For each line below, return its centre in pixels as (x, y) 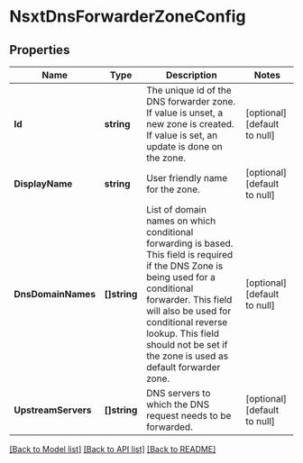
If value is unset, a (184, 113)
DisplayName (43, 184)
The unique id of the (188, 90)
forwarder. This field (189, 300)
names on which (181, 221)
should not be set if (187, 345)
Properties (40, 50)
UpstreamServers (53, 410)
